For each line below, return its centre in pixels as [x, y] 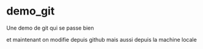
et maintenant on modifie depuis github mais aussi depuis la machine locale [102, 39]
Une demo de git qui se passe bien [50, 28]
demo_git [31, 11]
